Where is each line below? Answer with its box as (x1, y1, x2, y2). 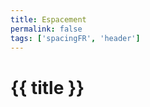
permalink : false (10, 24, 83, 34)
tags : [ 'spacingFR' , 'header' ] (10, 33, 141, 43)
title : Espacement (10, 14, 87, 25)
